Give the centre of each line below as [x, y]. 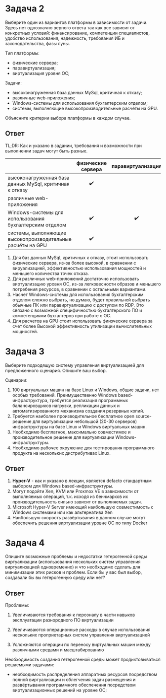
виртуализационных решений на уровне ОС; [60, 690]
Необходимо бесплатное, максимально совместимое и [71, 432]
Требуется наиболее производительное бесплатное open [73, 416]
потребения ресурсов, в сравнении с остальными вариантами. [79, 289]
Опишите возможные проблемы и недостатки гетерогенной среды [76, 557]
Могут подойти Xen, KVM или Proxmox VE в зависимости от [75, 491]
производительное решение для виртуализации [63, 437]
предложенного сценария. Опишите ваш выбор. [56, 370]
